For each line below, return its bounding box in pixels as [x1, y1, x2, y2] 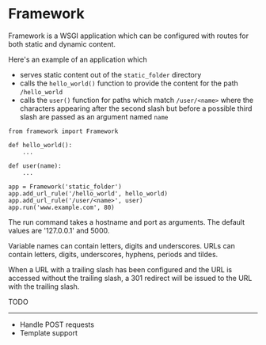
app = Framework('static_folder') [8, 183, 123, 191]
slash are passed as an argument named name [19, 112, 169, 121]
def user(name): [8, 161, 62, 170]
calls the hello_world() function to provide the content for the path [19, 78, 239, 88]
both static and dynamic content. [8, 39, 116, 48]
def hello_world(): [8, 141, 73, 149]
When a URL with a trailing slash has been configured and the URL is [8, 264, 232, 274]
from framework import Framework [8, 127, 119, 135]
